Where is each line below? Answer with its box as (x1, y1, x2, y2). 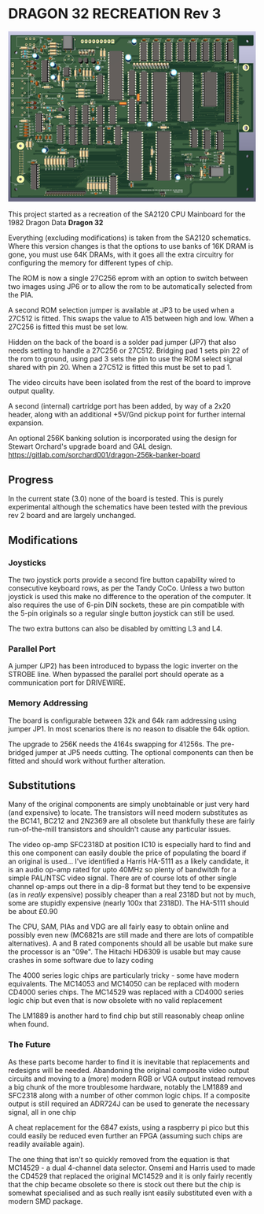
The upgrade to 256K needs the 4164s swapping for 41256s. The (8, 739, 219, 749)
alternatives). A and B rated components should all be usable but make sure (8, 938, 254, 949)
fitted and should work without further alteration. (8, 756, 166, 765)
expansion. (8, 418, 44, 427)
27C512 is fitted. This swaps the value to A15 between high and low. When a (8, 314, 254, 324)
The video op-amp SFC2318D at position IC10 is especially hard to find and (8, 840, 251, 849)
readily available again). (8, 1139, 85, 1149)
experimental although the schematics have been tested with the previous (8, 502, 247, 512)
